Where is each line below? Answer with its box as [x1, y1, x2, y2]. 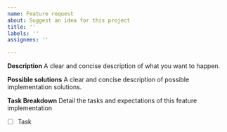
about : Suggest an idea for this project [7, 17, 131, 24]
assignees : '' [7, 37, 49, 44]
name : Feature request [7, 10, 74, 18]
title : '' [7, 23, 37, 30]
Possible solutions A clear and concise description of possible [7, 75, 190, 84]
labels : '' [7, 29, 39, 37]
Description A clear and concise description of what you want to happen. [7, 62, 221, 70]
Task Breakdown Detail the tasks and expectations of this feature [7, 96, 197, 105]
